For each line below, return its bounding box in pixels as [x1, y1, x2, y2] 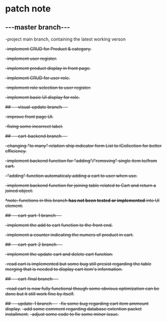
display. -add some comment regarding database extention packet [5, 306, 142, 311]
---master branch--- [5, 23, 70, 31]
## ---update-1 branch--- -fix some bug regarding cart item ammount [5, 300, 149, 306]
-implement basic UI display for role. [5, 94, 80, 100]
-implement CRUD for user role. [5, 75, 70, 80]
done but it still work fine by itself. [5, 291, 75, 296]
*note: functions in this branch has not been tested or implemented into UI [5, 197, 160, 203]
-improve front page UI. [5, 113, 54, 119]
